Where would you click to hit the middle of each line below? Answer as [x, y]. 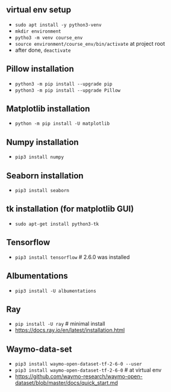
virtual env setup [39, 10]
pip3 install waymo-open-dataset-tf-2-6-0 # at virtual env [88, 370]
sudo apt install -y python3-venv [58, 25]
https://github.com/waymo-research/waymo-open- [79, 376]
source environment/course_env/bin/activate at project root [90, 43]
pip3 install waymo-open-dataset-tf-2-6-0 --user [79, 364]
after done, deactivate [43, 50]
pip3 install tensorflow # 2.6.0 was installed [72, 257]
